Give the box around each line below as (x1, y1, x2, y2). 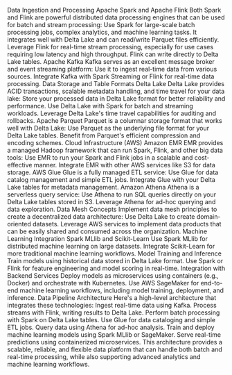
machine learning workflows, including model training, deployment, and (19, 286, 224, 294)
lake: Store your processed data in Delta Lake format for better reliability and (7, 94, 226, 103)
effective (7, 161, 33, 169)
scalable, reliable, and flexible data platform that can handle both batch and (7, 345, 223, 353)
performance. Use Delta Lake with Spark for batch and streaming (7, 102, 194, 110)
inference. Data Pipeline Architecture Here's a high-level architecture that (7, 294, 217, 301)
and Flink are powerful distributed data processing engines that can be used (7, 13, 225, 22)
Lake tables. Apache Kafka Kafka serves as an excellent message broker (7, 58, 215, 65)
